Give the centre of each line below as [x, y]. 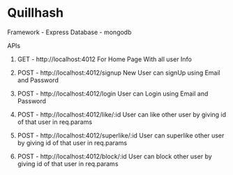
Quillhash [36, 13]
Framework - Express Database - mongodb [69, 32]
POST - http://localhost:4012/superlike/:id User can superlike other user [121, 135]
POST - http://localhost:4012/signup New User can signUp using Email [119, 73]
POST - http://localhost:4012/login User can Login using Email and [113, 93]
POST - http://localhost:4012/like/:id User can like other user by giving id [122, 114]
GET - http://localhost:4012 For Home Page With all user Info [104, 59]
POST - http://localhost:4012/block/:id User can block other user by [115, 156]
